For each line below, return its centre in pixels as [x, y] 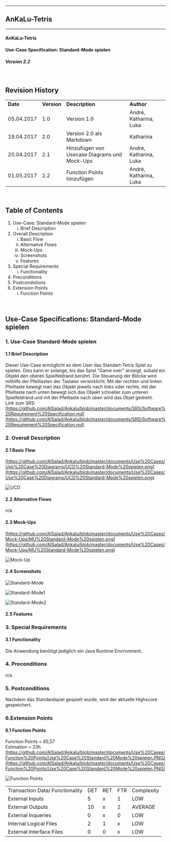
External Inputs [26, 799]
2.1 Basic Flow [20, 450]
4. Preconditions [26, 664]
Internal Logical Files [33, 824]
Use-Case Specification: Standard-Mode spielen [58, 50]
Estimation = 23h [23, 747]
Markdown [79, 140]
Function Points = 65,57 [30, 742]
